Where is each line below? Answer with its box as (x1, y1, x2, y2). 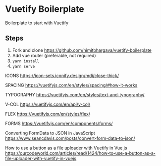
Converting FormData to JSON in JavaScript (5, 130, 95, 136)
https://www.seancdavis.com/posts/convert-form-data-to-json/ (5, 135, 135, 141)
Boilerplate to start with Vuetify (5, 20, 68, 26)
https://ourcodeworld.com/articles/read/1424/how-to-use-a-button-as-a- (5, 150, 156, 156)
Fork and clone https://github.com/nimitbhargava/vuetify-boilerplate (12, 47, 152, 53)
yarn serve (12, 64, 35, 69)
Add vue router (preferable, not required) (12, 52, 96, 58)
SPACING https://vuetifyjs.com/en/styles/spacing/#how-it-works (5, 82, 138, 88)
